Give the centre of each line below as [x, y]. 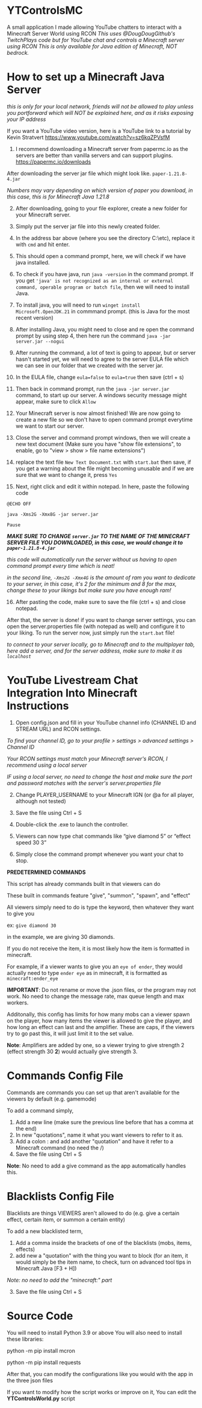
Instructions [38, 706]
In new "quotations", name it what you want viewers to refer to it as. [99, 1135]
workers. [18, 1003]
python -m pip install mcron [41, 1350]
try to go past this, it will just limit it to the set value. [70, 1033]
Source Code [40, 1316]
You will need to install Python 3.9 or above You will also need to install [94, 1332]
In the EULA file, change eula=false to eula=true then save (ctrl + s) [99, 377]
